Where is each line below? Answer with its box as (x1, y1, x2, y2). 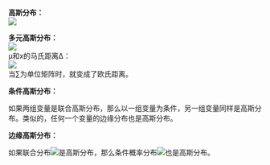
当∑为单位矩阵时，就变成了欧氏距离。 (8, 69, 133, 79)
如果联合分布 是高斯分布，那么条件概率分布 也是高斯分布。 (8, 148, 215, 157)
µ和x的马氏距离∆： (8, 52, 71, 60)
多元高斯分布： (8, 33, 58, 43)
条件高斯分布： (8, 86, 58, 96)
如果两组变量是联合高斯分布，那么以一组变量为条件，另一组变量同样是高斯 (8, 104, 255, 113)
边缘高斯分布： (8, 130, 58, 140)
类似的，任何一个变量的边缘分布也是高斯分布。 (22, 113, 178, 123)
